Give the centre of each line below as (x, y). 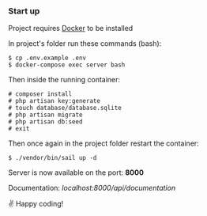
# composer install (40, 94)
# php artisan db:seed (45, 122)
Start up (24, 11)
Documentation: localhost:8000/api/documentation (92, 188)
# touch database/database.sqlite (65, 108)
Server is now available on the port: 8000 (76, 172)
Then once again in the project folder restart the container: (103, 143)
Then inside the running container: (64, 80)
